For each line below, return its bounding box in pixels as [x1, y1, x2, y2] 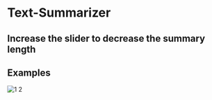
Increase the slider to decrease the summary [7, 33, 206, 44]
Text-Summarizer [7, 5, 111, 21]
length [7, 43, 36, 55]
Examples [7, 67, 51, 78]
